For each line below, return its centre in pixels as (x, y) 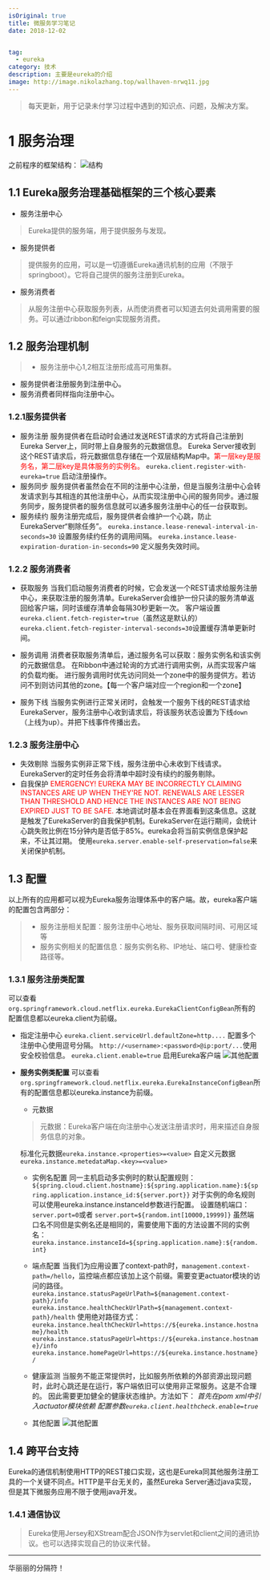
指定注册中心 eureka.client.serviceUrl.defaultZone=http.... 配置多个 (138, 1036)
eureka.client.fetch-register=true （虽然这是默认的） (111, 617)
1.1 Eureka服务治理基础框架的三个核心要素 (112, 193)
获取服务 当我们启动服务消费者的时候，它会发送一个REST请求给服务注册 (139, 588)
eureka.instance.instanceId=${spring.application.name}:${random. (145, 1243)
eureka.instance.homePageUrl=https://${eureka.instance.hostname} (145, 1353)
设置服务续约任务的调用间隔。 (107, 536)
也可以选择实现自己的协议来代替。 (98, 1543)
